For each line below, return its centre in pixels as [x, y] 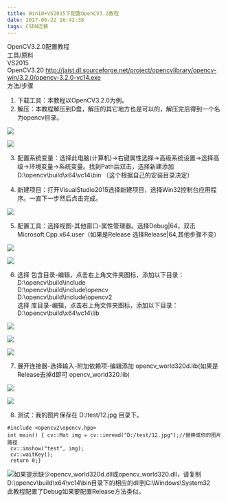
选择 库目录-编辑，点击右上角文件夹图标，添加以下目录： [98, 305]
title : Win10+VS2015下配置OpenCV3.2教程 [63, 13]
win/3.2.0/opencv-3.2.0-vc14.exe [54, 78]
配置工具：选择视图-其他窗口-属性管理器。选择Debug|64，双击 [106, 226]
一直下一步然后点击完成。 [65, 198]
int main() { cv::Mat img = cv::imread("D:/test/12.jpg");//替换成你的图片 [114, 435]
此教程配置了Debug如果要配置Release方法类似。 [76, 492]
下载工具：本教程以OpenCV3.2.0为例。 [72, 100]
